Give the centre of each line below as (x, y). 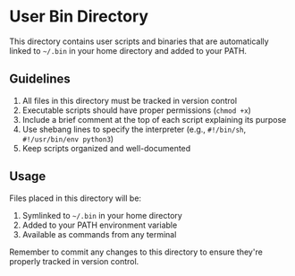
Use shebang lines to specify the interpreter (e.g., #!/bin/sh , (134, 129)
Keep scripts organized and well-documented (106, 148)
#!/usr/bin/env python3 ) (68, 138)
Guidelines (40, 79)
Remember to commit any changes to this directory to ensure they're (136, 252)
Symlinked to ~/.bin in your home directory (102, 215)
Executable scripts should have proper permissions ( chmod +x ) (137, 110)
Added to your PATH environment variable (100, 225)
